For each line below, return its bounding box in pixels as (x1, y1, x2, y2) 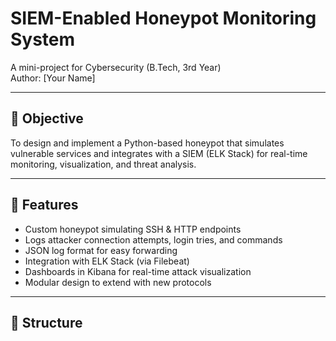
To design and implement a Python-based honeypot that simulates (10, 137, 285, 149)
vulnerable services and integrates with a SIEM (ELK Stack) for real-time (10, 147, 308, 159)
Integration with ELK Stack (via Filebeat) (24, 255, 190, 267)
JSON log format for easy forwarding (24, 244, 178, 256)
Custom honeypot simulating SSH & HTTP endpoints (24, 223, 242, 235)
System (10, 28, 76, 51)
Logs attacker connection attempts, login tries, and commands (24, 233, 283, 246)
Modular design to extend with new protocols (24, 276, 212, 288)
